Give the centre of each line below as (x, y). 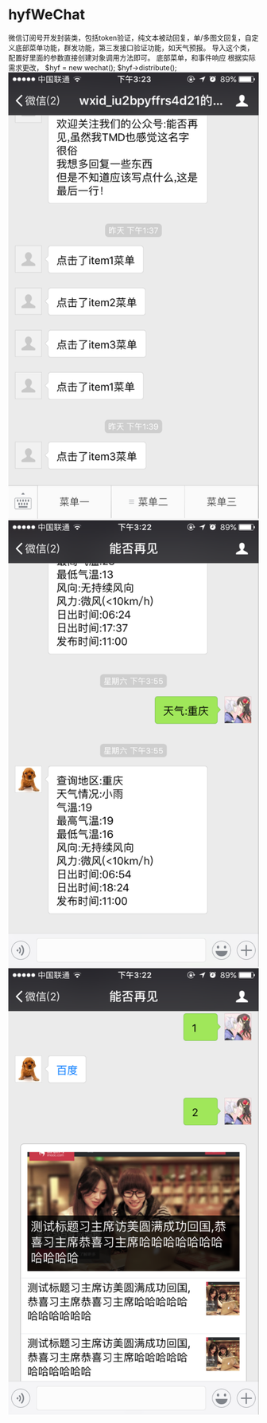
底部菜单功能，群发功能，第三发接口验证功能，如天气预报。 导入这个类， (134, 47)
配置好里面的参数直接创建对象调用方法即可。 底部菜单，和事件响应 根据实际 (132, 57)
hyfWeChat (47, 15)
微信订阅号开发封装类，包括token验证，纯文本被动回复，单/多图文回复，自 (130, 37)
